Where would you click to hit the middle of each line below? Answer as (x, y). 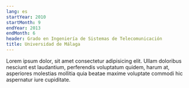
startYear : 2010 (26, 17)
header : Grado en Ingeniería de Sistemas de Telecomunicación (84, 39)
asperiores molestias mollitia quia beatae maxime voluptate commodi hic (94, 73)
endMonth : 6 (21, 33)
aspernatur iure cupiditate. (38, 79)
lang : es (17, 11)
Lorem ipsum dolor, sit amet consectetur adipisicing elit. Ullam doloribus (94, 61)
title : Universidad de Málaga (43, 45)
